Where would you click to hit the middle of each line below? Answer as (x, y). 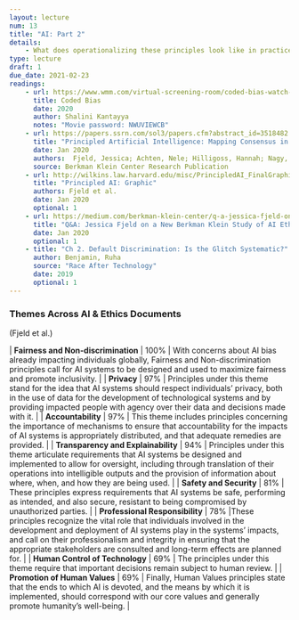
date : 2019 (53, 274)
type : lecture (36, 59)
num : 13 (24, 26)
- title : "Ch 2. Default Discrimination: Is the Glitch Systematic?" (157, 249)
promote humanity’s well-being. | (70, 606)
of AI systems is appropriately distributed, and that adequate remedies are (145, 435)
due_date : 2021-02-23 (49, 76)
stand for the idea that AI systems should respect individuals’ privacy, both (146, 387)
